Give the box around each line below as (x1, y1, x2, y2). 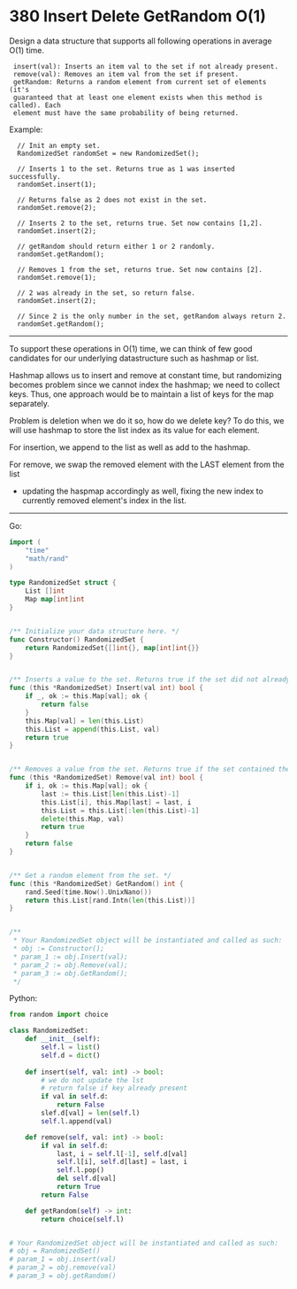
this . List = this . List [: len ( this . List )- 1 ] (41, 806, 200, 815)
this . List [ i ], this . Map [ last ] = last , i (41, 797, 192, 807)
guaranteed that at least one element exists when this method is (12, 93, 263, 102)
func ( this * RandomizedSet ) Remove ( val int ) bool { (9, 773, 203, 782)
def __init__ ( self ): (25, 1035, 101, 1044)
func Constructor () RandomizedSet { (9, 635, 144, 644)
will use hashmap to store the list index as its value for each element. (9, 424, 260, 435)
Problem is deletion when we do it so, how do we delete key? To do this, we (9, 415, 285, 426)
